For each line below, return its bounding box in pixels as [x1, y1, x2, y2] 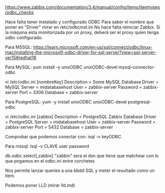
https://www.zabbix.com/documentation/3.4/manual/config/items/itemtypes [5, 4, 160, 10]
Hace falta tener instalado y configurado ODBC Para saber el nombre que [5, 19, 154, 25]
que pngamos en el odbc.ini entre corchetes [5, 158, 95, 164]
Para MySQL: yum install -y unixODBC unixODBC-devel [5, 64, 118, 70]
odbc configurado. [5, 34, 43, 40]
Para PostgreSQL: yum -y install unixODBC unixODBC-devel [5, 99, 127, 105]
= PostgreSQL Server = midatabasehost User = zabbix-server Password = [5, 119, 156, 125]
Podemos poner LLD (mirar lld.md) [5, 182, 75, 188]
